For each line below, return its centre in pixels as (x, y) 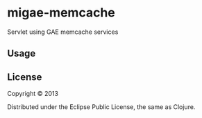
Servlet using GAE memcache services (63, 32)
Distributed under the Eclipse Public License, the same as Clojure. (101, 107)
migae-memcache (61, 13)
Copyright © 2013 (33, 94)
